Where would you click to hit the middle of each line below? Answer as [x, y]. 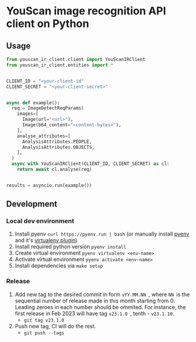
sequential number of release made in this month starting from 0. [95, 301]
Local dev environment [40, 221]
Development [32, 204]
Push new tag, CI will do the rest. [55, 326]
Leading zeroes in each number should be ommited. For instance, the [100, 307]
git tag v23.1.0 [44, 320]
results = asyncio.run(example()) [49, 185]
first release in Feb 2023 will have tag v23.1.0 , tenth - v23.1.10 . [94, 313]
